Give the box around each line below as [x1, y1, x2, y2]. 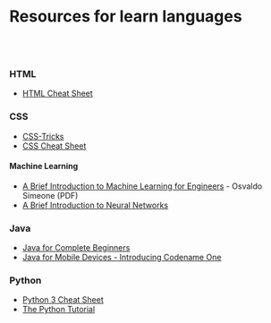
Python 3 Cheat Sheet [21, 294, 105, 305]
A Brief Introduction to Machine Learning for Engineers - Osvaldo [21, 181, 263, 191]
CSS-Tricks [21, 131, 64, 141]
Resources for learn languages [9, 6, 243, 27]
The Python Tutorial [21, 304, 96, 315]
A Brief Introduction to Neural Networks [21, 200, 168, 210]
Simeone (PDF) [21, 190, 79, 200]
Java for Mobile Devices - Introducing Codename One [21, 252, 222, 263]
